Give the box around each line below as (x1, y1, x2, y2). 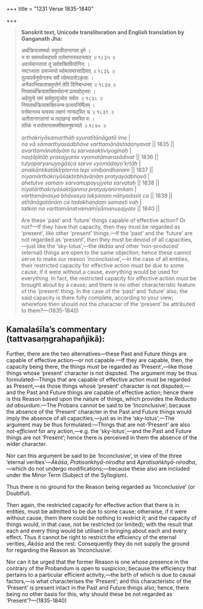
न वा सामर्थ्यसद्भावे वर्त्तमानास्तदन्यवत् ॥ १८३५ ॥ (21, 54, 115, 61)
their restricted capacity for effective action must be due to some (21, 262, 184, 269)
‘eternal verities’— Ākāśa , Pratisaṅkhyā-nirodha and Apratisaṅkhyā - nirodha (6, 458, 196, 466)
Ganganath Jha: (21, 35, 62, 42)
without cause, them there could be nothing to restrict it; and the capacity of (6, 514, 197, 521)
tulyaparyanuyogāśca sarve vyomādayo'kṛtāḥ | (21, 160, 141, 167)
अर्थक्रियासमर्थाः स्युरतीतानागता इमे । (21, 47, 91, 54)
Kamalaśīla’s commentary (6, 325, 107, 335)
